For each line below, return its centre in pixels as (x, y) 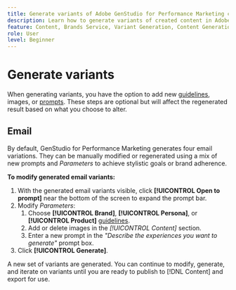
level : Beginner (31, 40)
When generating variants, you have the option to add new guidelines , (109, 94)
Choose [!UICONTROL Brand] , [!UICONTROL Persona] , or (113, 213)
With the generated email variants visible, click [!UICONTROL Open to (119, 190)
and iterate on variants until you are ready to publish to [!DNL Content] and (115, 271)
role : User (23, 33)
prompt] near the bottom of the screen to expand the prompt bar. (112, 198)
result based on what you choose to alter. (67, 109)
